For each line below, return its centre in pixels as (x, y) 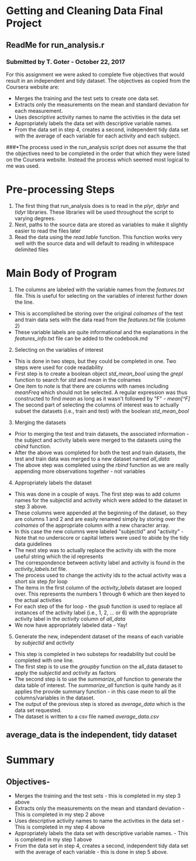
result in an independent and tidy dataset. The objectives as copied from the (98, 80)
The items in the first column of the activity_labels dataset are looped (98, 587)
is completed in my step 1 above (53, 840)
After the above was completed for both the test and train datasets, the (100, 452)
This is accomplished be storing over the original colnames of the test (99, 313)
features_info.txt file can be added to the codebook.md (81, 338)
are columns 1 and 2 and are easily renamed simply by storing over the (100, 519)
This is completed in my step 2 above (60, 815)
